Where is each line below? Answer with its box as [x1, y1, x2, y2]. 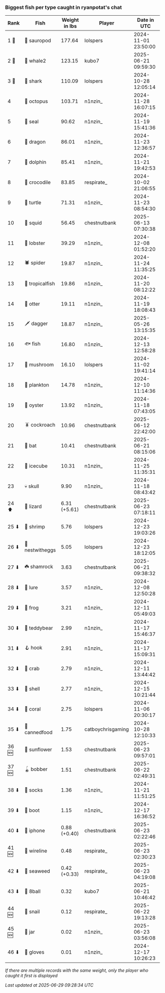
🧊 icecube [24, 463, 48, 469]
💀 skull [24, 483, 39, 490]
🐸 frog [24, 605, 39, 611]
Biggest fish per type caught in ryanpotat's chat [5, 4, 122, 11]
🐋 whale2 [24, 57, 47, 64]
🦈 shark [24, 78, 42, 84]
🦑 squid [24, 220, 42, 226]
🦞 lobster [24, 240, 46, 247]
